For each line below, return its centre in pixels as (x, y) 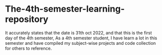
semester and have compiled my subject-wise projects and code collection (81, 43)
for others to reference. (29, 48)
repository (27, 19)
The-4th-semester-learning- (65, 9)
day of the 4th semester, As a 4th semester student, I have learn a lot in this (81, 38)
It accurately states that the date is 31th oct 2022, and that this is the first (79, 33)
